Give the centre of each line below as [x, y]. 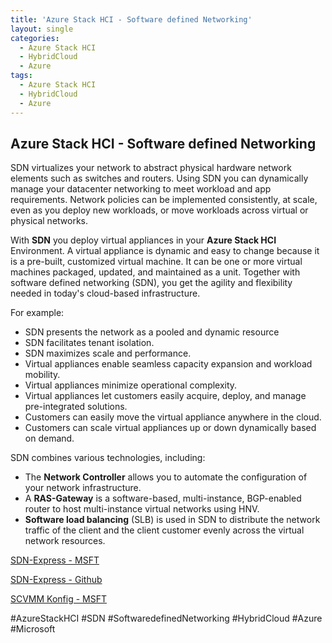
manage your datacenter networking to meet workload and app [141, 189]
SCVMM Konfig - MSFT [59, 599]
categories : [35, 38]
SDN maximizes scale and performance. [108, 353]
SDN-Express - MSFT [55, 560]
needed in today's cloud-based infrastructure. [105, 293]
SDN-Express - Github [56, 580]
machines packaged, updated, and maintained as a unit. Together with [155, 272]
